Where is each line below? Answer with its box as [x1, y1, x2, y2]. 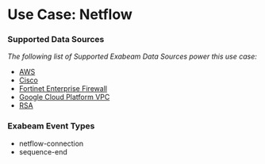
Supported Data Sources [7, 34, 105, 45]
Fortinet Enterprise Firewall [18, 84, 108, 93]
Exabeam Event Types [7, 120, 95, 132]
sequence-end [18, 147, 68, 156]
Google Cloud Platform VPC [18, 93, 110, 102]
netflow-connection [18, 139, 84, 148]
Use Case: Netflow [7, 6, 132, 24]
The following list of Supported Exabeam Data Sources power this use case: [7, 51, 257, 61]
